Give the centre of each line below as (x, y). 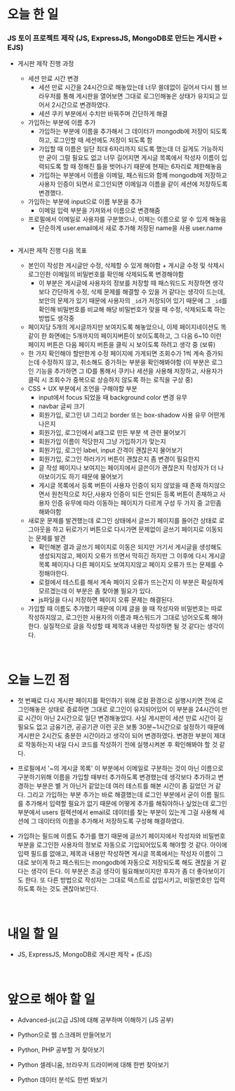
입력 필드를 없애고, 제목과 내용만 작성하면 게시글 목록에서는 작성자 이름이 (116, 854)
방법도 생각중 (56, 318)
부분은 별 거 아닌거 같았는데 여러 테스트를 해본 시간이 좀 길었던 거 (125, 786)
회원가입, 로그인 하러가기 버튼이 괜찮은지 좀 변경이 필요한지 (119, 459)
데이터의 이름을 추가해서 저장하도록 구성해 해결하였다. (111, 821)
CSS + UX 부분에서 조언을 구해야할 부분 (83, 389)
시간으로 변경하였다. (82, 105)
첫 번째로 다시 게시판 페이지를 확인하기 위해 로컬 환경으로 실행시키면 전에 (116, 700)
